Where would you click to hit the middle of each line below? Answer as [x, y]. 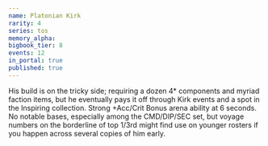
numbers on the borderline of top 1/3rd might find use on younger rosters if [133, 124]
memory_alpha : [32, 38]
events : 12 [27, 53]
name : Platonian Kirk [45, 16]
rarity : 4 [25, 23]
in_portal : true [36, 61]
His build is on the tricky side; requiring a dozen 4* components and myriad [134, 91]
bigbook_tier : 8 [36, 46]
